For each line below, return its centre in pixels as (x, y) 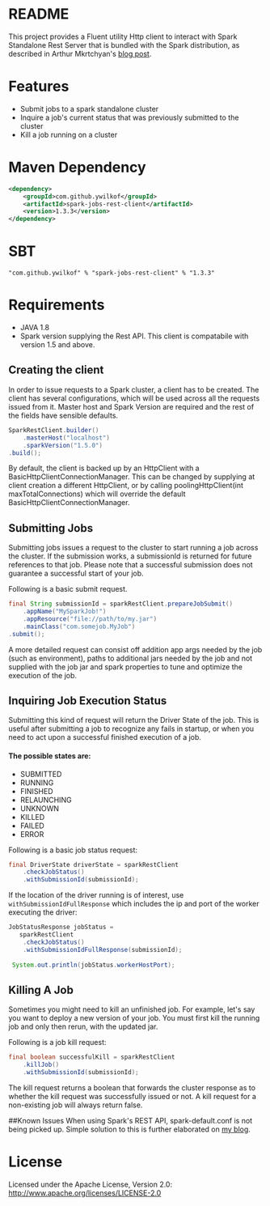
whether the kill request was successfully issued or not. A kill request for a (133, 1096)
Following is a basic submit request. (68, 589)
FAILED (32, 826)
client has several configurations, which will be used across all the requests (134, 398)
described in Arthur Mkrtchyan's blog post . (80, 53)
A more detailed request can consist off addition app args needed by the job (135, 649)
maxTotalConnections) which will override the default (97, 494)
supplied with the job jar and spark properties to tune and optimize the (125, 667)
